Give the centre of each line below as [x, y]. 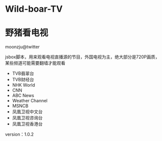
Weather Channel [30, 101]
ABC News [23, 95]
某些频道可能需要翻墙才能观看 [35, 63]
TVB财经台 [23, 80]
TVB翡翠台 [23, 73]
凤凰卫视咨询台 [27, 118]
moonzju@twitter [23, 47]
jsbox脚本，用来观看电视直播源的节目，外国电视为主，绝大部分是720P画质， [82, 57]
